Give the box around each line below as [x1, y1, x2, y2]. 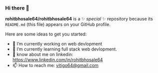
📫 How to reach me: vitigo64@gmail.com [12, 62, 99, 68]
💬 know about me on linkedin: [12, 51, 73, 57]
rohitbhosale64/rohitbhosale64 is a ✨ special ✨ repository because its [5, 16, 153, 22]
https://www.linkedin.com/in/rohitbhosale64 [12, 57, 103, 63]
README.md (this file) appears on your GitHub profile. [5, 21, 111, 27]
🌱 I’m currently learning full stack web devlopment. [12, 46, 117, 52]
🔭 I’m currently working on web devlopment [12, 41, 102, 47]
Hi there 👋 [5, 4, 30, 11]
